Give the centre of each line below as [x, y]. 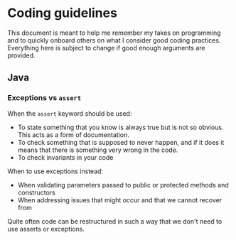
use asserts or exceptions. [46, 229]
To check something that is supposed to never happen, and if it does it [121, 142]
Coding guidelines [62, 13]
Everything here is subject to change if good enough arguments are [106, 48]
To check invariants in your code [65, 157]
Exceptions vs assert [44, 98]
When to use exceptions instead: [55, 171]
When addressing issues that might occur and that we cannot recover [120, 200]
